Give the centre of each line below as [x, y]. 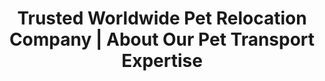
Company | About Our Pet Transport [162, 39]
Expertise [162, 61]
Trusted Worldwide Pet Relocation [162, 18]
